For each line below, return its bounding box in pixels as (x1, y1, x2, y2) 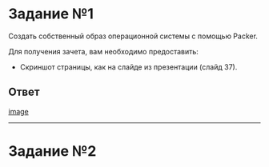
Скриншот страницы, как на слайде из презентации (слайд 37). (19, 62, 238, 72)
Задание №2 (8, 141, 97, 160)
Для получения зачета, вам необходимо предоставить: (8, 46, 199, 56)
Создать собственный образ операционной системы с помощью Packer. (8, 31, 259, 41)
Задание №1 (8, 5, 94, 23)
